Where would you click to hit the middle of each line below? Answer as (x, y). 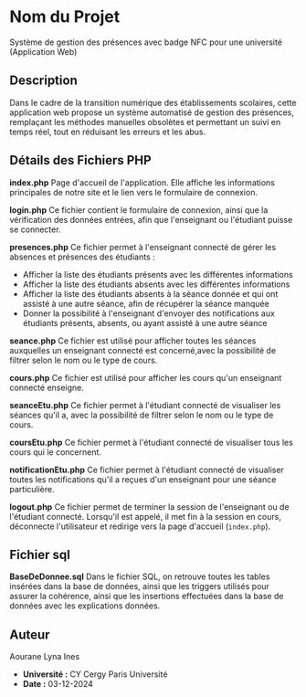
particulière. (32, 489)
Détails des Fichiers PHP (81, 160)
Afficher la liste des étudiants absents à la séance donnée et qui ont (150, 293)
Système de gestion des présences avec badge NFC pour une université (146, 42)
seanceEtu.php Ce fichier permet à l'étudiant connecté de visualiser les (145, 405)
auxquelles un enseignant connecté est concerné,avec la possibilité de (143, 350)
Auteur (30, 634)
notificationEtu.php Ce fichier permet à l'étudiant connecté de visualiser (147, 470)
